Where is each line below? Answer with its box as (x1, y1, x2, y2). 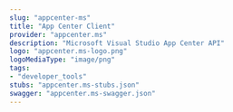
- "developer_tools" (9, 72, 88, 81)
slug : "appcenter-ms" (9, 13, 92, 23)
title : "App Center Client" (9, 22, 116, 31)
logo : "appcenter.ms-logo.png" (9, 47, 128, 56)
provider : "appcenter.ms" (9, 30, 107, 39)
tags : (9, 64, 30, 73)
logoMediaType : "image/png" (9, 55, 116, 64)
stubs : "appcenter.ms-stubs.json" (9, 80, 141, 89)
